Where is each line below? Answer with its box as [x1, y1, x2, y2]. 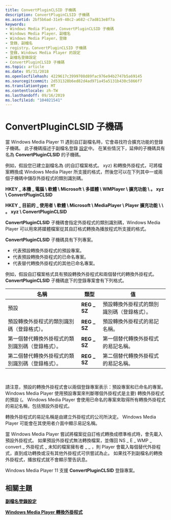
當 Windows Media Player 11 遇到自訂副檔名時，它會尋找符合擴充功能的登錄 [5, 139, 163, 145]
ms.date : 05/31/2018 [5, 69, 49, 74]
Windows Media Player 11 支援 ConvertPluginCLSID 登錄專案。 [5, 467, 138, 474]
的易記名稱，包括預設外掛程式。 [5, 403, 72, 409]
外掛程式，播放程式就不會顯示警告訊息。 [5, 457, 90, 463]
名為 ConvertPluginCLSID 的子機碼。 [5, 151, 84, 158]
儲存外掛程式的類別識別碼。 [27, 175, 85, 181]
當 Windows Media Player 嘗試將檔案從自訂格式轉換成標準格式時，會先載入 [5, 431, 163, 437]
